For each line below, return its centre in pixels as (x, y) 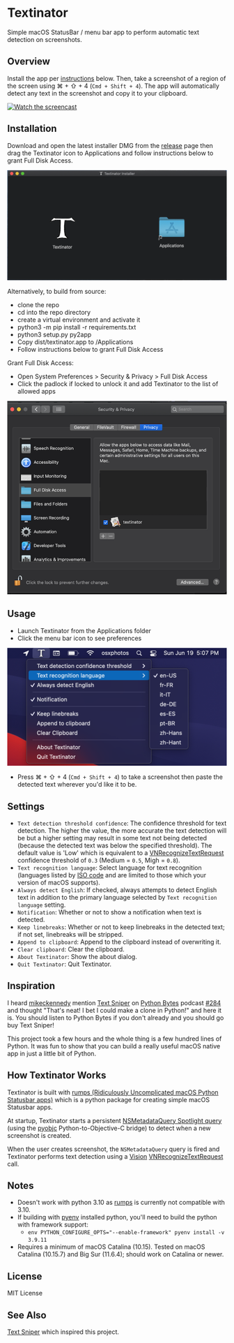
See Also (27, 1315)
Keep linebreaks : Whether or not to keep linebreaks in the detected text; (121, 927)
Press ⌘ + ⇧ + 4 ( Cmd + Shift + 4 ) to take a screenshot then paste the (120, 777)
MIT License (25, 1293)
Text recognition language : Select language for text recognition (109, 868)
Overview (29, 62)
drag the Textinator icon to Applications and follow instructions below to (110, 153)
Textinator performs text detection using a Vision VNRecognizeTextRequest (115, 1156)
